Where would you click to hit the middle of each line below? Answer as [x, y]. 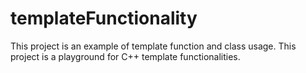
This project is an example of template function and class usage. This [153, 46]
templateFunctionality [104, 18]
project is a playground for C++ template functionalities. [125, 56]
